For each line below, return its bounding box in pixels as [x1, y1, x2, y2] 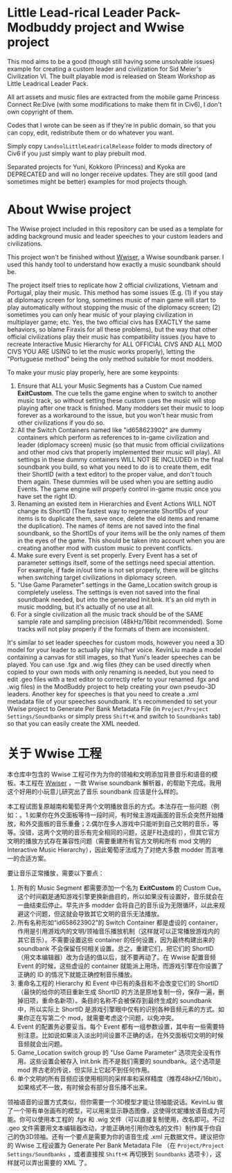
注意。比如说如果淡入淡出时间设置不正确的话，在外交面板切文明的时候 [23, 1031, 224, 1039]
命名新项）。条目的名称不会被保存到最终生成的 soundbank [47, 996, 213, 1004]
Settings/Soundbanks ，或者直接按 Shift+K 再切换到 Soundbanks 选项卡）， [7, 1149, 216, 1158]
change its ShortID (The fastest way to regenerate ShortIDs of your [17, 506, 209, 515]
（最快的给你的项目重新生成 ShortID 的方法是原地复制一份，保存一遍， [17, 987, 219, 996]
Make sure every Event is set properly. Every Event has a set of [17, 551, 198, 559]
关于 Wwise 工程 [7, 746, 102, 762]
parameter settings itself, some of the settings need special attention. [17, 558, 215, 567]
